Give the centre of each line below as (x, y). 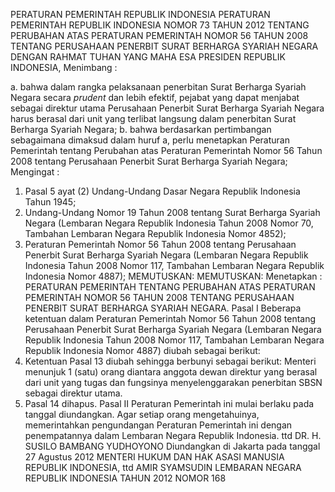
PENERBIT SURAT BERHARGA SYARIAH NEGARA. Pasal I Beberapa (163, 308)
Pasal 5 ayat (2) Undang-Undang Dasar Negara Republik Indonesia (162, 191)
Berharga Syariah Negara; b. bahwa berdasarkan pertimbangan (141, 129)
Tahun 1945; (50, 202)
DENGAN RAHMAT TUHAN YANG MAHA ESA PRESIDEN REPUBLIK (148, 57)
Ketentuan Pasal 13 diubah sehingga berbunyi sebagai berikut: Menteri (170, 361)
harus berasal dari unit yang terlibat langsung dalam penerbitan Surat (153, 118)
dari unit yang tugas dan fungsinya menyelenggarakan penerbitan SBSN (173, 382)
